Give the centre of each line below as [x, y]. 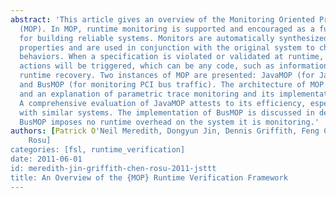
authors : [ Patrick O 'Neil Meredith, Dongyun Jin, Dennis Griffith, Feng [165, 131]
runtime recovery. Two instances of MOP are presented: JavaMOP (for [167, 76]
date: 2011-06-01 [46, 159]
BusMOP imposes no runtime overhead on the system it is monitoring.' [169, 122]
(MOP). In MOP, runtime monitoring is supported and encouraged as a [167, 29]
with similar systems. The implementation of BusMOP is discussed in [167, 112]
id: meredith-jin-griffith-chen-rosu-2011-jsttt [113, 168]
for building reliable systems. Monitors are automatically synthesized [174, 38]
